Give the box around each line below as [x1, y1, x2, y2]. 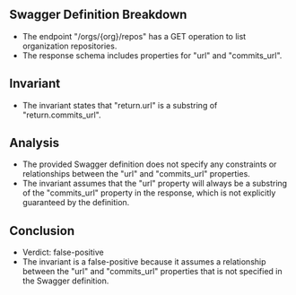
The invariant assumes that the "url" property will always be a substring [22, 178, 288, 189]
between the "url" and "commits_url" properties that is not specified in [22, 266, 283, 277]
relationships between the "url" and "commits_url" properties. [22, 169, 251, 179]
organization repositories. [22, 40, 118, 51]
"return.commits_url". [22, 109, 101, 120]
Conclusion [9, 223, 75, 239]
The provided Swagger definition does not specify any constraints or [22, 159, 277, 169]
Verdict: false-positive [22, 247, 105, 258]
